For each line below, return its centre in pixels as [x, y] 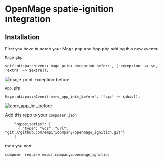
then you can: [19, 146]
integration [28, 19]
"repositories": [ [32, 124]
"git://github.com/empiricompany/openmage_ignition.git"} [65, 132]
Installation [22, 37]
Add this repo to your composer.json [41, 115]
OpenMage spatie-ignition [59, 9]
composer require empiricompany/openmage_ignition [57, 155]
